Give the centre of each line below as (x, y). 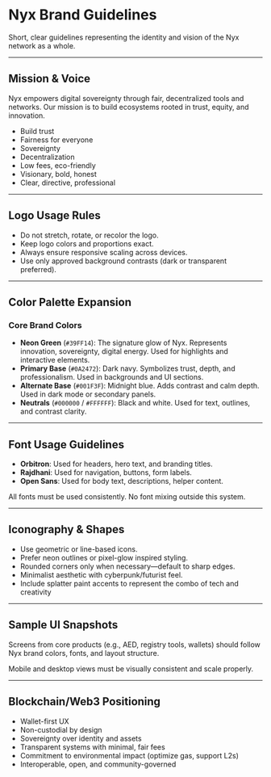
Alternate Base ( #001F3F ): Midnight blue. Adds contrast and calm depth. (140, 386)
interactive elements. (55, 360)
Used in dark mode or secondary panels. (88, 394)
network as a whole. (42, 45)
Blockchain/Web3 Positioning (85, 701)
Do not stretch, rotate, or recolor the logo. (89, 235)
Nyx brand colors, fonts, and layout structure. (84, 653)
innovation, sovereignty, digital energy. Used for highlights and (124, 351)
